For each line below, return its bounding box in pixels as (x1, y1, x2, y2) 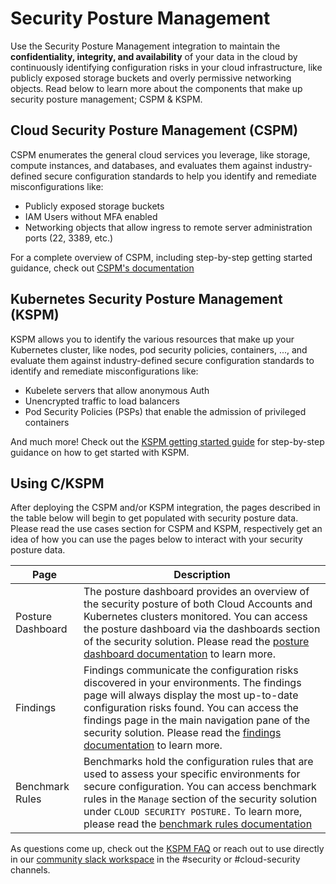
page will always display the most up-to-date (83, 688, 299, 702)
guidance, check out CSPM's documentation (10, 262, 195, 274)
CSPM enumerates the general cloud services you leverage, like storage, (10, 148, 311, 161)
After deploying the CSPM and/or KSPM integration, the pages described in (10, 502, 321, 514)
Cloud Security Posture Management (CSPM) (10, 122, 299, 139)
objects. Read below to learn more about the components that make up (10, 82, 303, 94)
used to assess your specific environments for (83, 767, 301, 781)
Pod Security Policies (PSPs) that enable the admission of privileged (24, 405, 307, 417)
